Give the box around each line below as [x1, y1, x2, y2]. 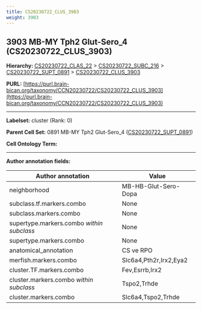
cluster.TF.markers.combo [9, 266, 84, 275]
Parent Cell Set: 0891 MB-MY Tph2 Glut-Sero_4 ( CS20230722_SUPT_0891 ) [6, 129, 194, 136]
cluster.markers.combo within [9, 276, 93, 284]
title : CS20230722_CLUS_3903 [6, 8, 79, 15]
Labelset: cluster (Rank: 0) [6, 117, 73, 124]
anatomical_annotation [9, 246, 73, 255]
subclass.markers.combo [9, 209, 81, 218]
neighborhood [9, 186, 50, 194]
